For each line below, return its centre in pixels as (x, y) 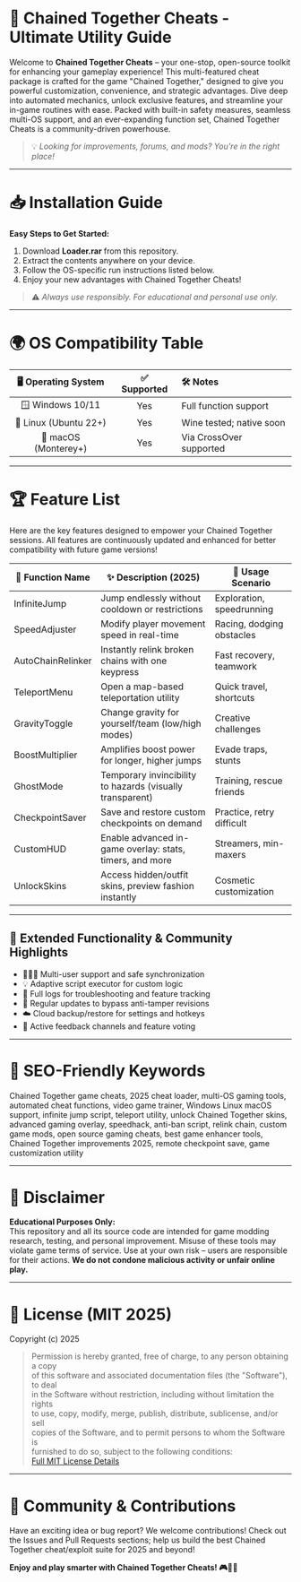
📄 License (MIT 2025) (90, 1314)
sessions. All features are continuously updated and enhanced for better (143, 540)
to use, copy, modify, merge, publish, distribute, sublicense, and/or (155, 1413)
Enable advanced (137, 837)
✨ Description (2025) (153, 577)
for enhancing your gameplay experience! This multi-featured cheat (134, 72)
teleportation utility (140, 697)
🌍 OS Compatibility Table (107, 343)
